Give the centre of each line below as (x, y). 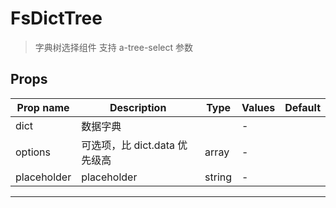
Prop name (43, 107)
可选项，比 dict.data (128, 145)
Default (302, 107)
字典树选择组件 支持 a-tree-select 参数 (113, 47)
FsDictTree (56, 18)
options (33, 152)
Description (138, 107)
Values (258, 107)
